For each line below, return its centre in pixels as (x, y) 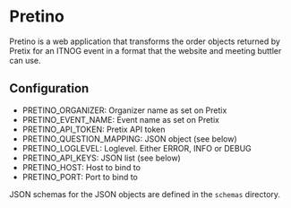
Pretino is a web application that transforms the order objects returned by (145, 41)
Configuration (49, 88)
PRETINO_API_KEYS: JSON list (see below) (101, 158)
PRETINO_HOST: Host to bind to (81, 167)
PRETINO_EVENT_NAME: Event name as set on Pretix (120, 119)
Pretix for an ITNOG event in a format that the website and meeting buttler (145, 50)
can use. (26, 60)
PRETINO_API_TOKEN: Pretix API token (94, 129)
